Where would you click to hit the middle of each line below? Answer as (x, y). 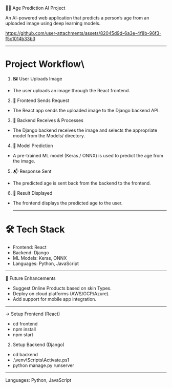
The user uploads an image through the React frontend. (71, 90)
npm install (24, 329)
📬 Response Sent (32, 171)
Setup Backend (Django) (39, 344)
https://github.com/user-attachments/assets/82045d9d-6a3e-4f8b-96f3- (83, 33)
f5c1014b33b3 (20, 39)
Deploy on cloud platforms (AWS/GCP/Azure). (61, 293)
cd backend (25, 354)
